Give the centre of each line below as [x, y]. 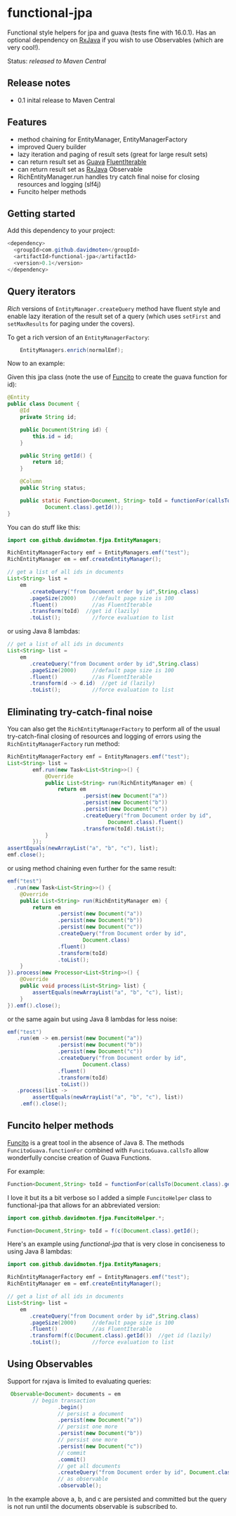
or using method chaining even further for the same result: [92, 868]
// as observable [83, 1479]
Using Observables [50, 1364]
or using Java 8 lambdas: [44, 631]
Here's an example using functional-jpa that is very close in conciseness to [116, 1244]
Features [27, 122]
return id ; [48, 462]
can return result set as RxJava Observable [80, 169]
